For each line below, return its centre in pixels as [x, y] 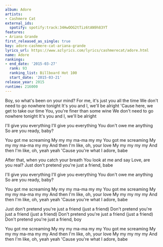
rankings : [15, 59]
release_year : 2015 [25, 82]
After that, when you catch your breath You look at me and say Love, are [78, 160]
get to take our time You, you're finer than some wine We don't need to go [79, 111]
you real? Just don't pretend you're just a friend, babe [59, 165]
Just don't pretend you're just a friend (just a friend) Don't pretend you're [79, 209]
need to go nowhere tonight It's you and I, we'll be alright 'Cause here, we [79, 106]
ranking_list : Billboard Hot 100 [43, 73]
